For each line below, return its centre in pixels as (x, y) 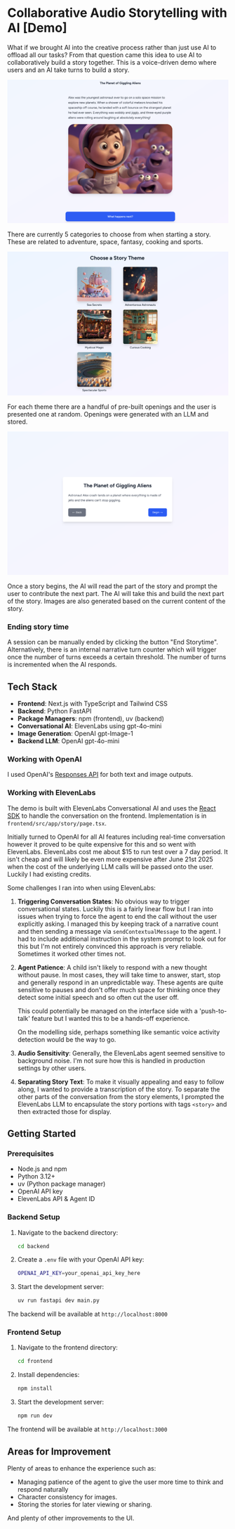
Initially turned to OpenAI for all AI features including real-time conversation (116, 837)
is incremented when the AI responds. (62, 665)
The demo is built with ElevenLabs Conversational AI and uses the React (112, 808)
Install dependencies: (48, 1375)
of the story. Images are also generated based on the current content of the (116, 601)
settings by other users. (52, 1068)
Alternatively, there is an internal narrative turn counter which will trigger (112, 649)
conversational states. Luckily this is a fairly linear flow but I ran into (115, 908)
